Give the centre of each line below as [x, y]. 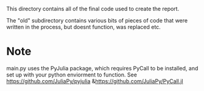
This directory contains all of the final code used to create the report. [93, 9]
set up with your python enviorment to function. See [72, 75]
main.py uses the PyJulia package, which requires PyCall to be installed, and [102, 68]
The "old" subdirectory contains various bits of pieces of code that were [97, 20]
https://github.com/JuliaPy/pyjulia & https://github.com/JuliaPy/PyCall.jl [95, 81]
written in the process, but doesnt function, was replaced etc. [84, 27]
